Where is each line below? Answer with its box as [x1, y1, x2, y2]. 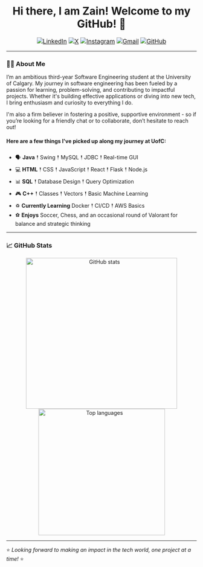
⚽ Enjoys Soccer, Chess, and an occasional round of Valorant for [14, 211, 178, 219]
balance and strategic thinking [14, 220, 91, 228]
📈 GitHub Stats [6, 242, 53, 250]
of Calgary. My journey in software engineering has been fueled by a [6, 80, 178, 87]
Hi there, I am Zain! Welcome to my [12, 4, 191, 18]
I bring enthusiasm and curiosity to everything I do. [6, 99, 133, 106]
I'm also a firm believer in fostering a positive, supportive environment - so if [6, 111, 196, 118]
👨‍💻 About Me [6, 59, 45, 68]
